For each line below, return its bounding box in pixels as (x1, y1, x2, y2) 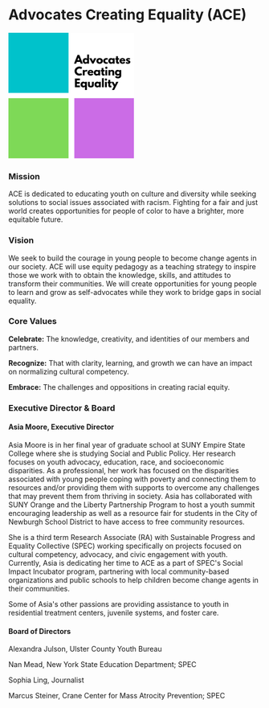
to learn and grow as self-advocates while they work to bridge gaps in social (8, 287, 262, 297)
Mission (8, 170, 40, 182)
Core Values (8, 316, 58, 327)
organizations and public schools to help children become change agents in (8, 575, 259, 584)
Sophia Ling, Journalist (8, 675, 84, 685)
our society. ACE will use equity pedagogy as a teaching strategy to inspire (8, 261, 257, 271)
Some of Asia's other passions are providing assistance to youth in (8, 599, 229, 608)
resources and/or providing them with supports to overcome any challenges (8, 482, 259, 492)
